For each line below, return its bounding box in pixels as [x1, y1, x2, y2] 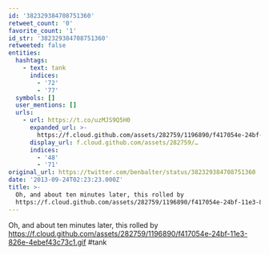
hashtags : [15, 57, 48, 65]
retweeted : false [8, 42, 66, 50]
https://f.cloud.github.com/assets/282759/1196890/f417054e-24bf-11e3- [8, 229, 248, 238]
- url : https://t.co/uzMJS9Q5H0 [22, 116, 130, 124]
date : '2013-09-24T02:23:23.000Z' [8, 176, 124, 184]
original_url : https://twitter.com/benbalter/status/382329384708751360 [8, 168, 256, 176]
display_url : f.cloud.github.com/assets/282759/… [29, 138, 199, 147]
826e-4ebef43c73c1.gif [8, 237, 86, 247]
